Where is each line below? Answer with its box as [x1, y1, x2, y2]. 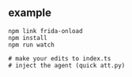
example [8, 6, 52, 20]
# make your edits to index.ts [8, 54, 111, 62]
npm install [8, 34, 47, 42]
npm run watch [8, 41, 55, 49]
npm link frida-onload [8, 27, 83, 35]
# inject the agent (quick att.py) [8, 61, 126, 69]
